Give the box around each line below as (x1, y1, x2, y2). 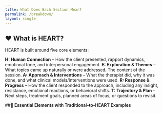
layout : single (5, 16, 36, 21)
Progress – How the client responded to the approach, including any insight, (5, 82, 159, 88)
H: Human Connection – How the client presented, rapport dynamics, (5, 56, 145, 62)
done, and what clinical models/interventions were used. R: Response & (5, 77, 150, 83)
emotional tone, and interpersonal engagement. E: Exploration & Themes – (5, 62, 156, 68)
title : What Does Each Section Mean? (5, 7, 82, 12)
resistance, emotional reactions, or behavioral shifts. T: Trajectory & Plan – (5, 88, 156, 94)
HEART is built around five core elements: (5, 47, 89, 53)
